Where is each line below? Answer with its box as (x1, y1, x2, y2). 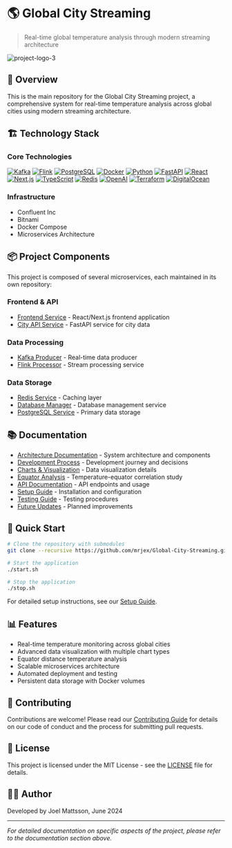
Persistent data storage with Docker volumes (17, 677, 145, 685)
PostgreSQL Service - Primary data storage (17, 408, 141, 417)
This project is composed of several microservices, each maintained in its (7, 272, 217, 281)
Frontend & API (7, 297, 59, 307)
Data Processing (7, 337, 64, 347)
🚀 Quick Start (7, 522, 66, 534)
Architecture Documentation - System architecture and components (17, 451, 211, 460)
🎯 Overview (7, 74, 58, 86)
